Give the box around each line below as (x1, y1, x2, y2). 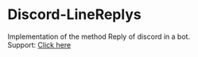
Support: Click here (7, 40, 72, 49)
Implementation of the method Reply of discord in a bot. (7, 32, 191, 41)
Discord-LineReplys (7, 6, 142, 24)
